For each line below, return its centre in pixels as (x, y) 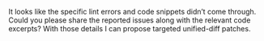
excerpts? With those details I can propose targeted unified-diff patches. (130, 29)
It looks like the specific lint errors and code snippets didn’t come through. (132, 12)
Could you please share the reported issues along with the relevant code (130, 20)
